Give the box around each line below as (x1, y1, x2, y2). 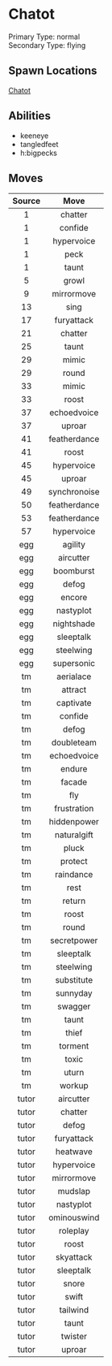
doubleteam (51, 737, 97, 748)
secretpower (49, 935, 98, 946)
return (62, 895, 86, 906)
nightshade (52, 618, 95, 629)
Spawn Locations (8, 64, 97, 78)
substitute (55, 975, 93, 986)
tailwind (59, 1304, 89, 1316)
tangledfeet (19, 139, 59, 149)
